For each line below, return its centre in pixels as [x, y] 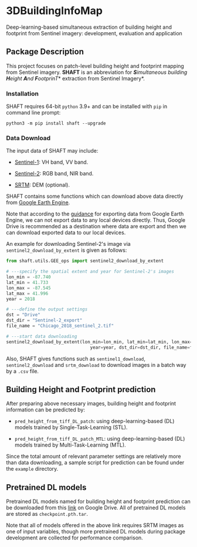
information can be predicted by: [45, 410]
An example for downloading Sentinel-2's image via [68, 244]
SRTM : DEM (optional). [42, 185]
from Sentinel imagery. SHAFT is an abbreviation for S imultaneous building [97, 72]
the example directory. [32, 469]
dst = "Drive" [23, 315]
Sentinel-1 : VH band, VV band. [51, 162]
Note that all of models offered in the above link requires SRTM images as [95, 525]
